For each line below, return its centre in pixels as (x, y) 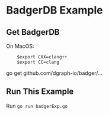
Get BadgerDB (33, 32)
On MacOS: (20, 46)
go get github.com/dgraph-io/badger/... (54, 73)
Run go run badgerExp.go (37, 106)
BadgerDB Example (54, 10)
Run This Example (40, 92)
